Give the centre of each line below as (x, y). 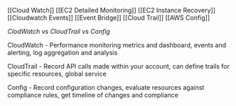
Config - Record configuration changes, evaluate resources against (106, 87)
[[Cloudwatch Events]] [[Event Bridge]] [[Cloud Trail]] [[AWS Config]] (109, 18)
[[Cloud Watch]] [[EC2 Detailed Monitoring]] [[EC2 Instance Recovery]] (111, 10)
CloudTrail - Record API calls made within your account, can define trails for (118, 66)
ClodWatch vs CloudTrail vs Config (59, 31)
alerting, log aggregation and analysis (63, 53)
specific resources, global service (57, 74)
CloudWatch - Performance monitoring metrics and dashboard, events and (117, 45)
